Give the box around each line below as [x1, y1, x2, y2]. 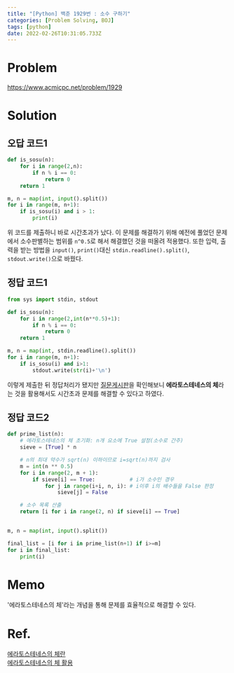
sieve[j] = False [57, 489, 109, 496]
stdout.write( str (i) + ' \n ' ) [32, 367, 111, 374]
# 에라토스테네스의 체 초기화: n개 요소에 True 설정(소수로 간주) [20, 437, 184, 444]
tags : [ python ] [7, 23, 52, 30]
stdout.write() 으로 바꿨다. [7, 254, 83, 263]
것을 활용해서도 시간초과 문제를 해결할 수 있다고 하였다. [14, 389, 165, 397]
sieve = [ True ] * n [20, 444, 77, 451]
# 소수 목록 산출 [20, 502, 62, 509]
